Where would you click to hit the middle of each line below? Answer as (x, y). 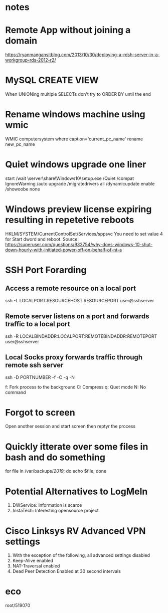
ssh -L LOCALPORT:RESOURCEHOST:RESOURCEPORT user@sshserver (80, 300)
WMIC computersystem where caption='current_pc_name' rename (74, 139)
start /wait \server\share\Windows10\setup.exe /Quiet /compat (70, 178)
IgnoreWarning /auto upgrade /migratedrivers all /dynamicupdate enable (80, 183)
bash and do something (55, 457)
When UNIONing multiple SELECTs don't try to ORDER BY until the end (78, 94)
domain (21, 41)
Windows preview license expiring (78, 209)
